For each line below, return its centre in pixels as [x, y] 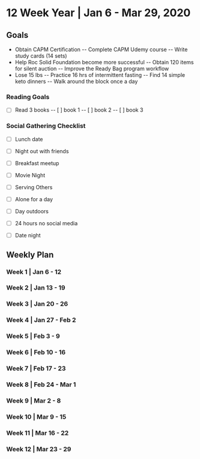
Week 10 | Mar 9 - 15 [36, 416]
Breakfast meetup [37, 163]
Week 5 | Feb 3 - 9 [33, 336]
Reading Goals [28, 97]
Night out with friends [42, 151]
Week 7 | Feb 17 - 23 [36, 368]
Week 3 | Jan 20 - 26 [37, 304]
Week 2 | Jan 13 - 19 [36, 288]
